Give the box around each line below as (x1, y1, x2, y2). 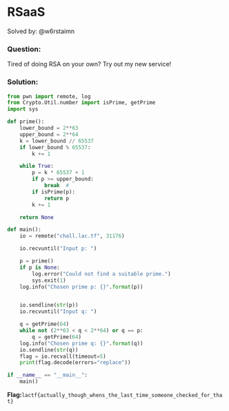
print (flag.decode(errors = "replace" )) (19, 359, 131, 366)
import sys (7, 106, 39, 113)
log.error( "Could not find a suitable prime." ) (32, 270, 171, 277)
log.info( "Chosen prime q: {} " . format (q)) (19, 340, 143, 347)
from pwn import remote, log (7, 93, 91, 100)
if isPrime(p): (32, 188, 76, 195)
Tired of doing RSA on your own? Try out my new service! (7, 60, 172, 68)
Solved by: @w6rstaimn (7, 27, 74, 35)
